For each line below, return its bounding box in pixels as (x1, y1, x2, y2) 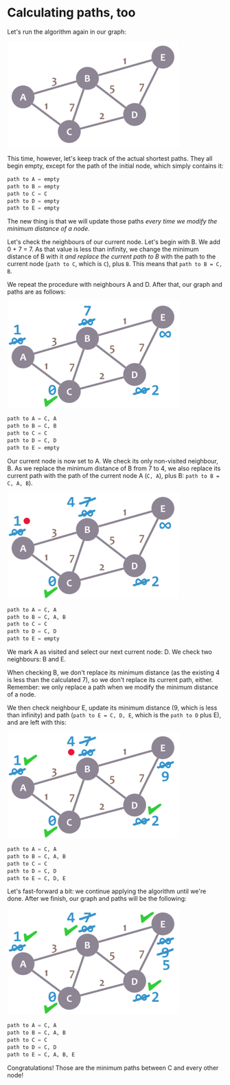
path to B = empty (7, 183, 60, 190)
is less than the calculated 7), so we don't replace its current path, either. (7, 676, 214, 684)
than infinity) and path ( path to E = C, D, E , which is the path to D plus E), (7, 711, 222, 719)
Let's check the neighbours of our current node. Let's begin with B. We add (7, 238, 221, 246)
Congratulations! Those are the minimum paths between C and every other (7, 1064, 219, 1072)
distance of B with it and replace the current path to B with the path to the (7, 252, 216, 261)
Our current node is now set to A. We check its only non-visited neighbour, (7, 457, 218, 465)
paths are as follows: (7, 287, 66, 296)
